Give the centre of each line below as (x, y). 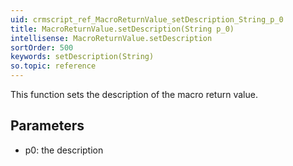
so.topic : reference (53, 66)
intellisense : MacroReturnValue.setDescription (111, 38)
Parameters (47, 126)
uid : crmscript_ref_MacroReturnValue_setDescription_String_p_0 (147, 19)
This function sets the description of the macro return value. (134, 94)
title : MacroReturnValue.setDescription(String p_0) (122, 29)
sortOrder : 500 (42, 47)
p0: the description (64, 150)
